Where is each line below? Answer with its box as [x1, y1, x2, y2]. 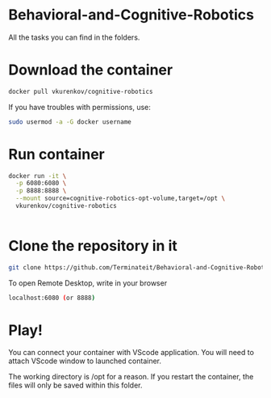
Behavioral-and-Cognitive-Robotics [8, 6, 254, 24]
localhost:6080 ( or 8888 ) [8, 294, 95, 302]
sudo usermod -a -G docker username [8, 117, 131, 126]
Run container [8, 145, 105, 163]
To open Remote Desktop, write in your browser [8, 277, 168, 288]
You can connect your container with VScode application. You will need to [8, 348, 254, 358]
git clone [8, 263, 42, 272]
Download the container [8, 61, 173, 79]
